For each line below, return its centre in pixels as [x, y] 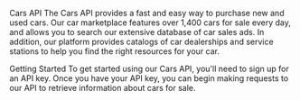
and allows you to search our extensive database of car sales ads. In [137, 32]
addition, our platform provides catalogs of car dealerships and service [141, 41]
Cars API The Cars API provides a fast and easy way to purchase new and [147, 13]
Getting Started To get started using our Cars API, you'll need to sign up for [149, 68]
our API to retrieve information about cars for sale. [103, 88]
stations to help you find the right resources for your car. [114, 51]
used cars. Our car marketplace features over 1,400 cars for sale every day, [150, 23]
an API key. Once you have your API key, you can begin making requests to [149, 78]
